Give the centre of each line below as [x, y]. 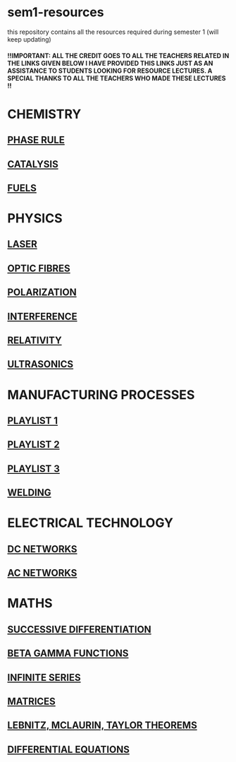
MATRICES [32, 701]
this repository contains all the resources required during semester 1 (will [113, 32]
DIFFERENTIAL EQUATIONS [69, 749]
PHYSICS [35, 219]
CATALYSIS [33, 164]
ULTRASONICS [41, 364]
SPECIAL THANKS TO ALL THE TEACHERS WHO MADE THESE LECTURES [117, 78]
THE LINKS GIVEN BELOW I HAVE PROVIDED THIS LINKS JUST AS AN [110, 63]
